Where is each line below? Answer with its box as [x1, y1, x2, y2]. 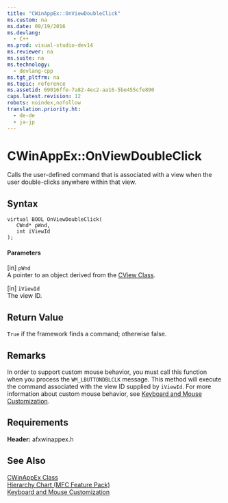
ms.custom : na [7, 16, 48, 23]
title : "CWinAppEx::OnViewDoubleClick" [7, 10, 121, 17]
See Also [7, 455, 46, 467]
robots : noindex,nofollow [7, 100, 81, 106]
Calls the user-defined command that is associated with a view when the [7, 171, 212, 179]
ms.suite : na [7, 55, 45, 62]
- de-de [13, 112, 36, 119]
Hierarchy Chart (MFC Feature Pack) [7, 480, 111, 489]
